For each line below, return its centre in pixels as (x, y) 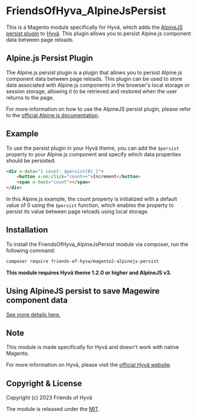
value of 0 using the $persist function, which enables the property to (90, 205)
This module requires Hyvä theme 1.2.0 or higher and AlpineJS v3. (89, 272)
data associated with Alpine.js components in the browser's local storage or (98, 85)
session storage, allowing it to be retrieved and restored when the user (92, 91)
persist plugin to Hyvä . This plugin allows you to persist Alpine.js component (98, 33)
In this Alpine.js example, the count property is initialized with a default (92, 199)
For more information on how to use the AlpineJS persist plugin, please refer (98, 109)
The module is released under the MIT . (53, 409)
